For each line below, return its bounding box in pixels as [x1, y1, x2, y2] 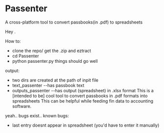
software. [12, 103, 32, 109]
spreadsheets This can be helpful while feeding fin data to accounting [12, 98, 153, 104]
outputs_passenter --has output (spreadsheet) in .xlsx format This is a [12, 87, 154, 93]
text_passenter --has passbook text [12, 82, 85, 88]
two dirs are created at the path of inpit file [12, 77, 99, 83]
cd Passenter [12, 53, 39, 59]
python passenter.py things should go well [12, 58, 98, 64]
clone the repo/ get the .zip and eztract [12, 48, 92, 53]
